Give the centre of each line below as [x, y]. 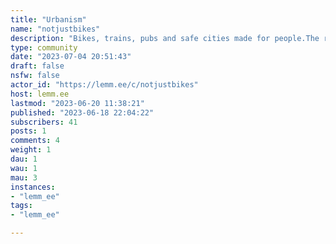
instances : [33, 187]
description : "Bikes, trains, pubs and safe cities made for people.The [165, 38]
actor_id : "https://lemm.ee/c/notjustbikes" [104, 85]
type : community [44, 47]
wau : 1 [24, 168]
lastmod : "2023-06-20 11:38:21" [77, 103]
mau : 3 [24, 177]
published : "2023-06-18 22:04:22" [82, 112]
